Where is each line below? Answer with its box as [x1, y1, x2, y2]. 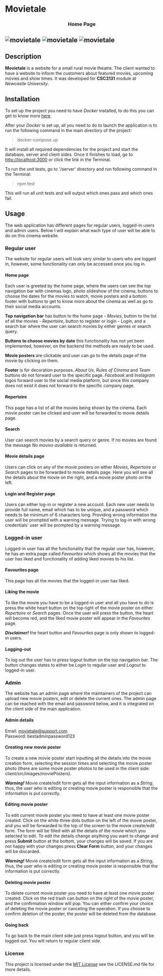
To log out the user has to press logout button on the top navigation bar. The [5, 657, 158, 663]
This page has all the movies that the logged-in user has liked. [5, 578, 130, 583]
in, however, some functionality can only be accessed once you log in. [5, 261, 146, 267]
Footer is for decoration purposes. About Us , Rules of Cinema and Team [5, 367, 151, 373]
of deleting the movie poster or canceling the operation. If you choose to [5, 906, 151, 912]
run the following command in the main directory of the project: [5, 127, 132, 133]
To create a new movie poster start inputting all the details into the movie [5, 755, 151, 761]
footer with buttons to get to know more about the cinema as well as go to [5, 298, 153, 305]
